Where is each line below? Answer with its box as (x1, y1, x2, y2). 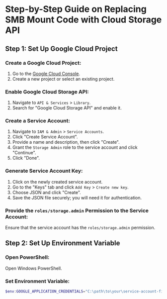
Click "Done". (12, 155, 40, 161)
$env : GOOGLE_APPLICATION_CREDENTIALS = (5, 289, 85, 294)
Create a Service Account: (5, 117, 71, 124)
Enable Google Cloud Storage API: (5, 88, 89, 95)
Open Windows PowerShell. (5, 265, 62, 271)
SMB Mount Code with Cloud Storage (5, 14, 162, 25)
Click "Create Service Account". (12, 134, 78, 140)
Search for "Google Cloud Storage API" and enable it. (12, 105, 122, 111)
